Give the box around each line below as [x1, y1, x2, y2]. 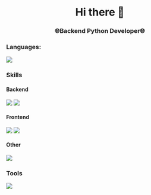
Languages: [6, 43, 42, 51]
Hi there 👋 [75, 5, 125, 19]
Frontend [6, 114, 30, 121]
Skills [6, 71, 23, 80]
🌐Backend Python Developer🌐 [54, 27, 146, 35]
